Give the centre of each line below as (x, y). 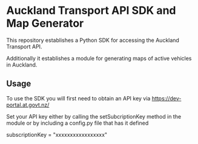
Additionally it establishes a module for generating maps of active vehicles (99, 58)
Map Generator (45, 23)
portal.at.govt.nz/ (28, 105)
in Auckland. (22, 65)
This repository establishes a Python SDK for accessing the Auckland (93, 40)
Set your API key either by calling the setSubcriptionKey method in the (94, 116)
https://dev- (167, 98)
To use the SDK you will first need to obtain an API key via (78, 98)
